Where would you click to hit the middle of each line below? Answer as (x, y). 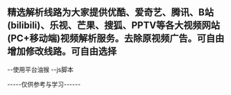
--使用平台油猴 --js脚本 (41, 69)
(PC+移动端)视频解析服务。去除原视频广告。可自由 (116, 38)
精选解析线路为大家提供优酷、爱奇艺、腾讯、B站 (110, 12)
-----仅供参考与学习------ (44, 84)
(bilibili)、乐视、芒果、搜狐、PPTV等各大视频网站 (114, 25)
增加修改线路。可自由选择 (62, 52)
